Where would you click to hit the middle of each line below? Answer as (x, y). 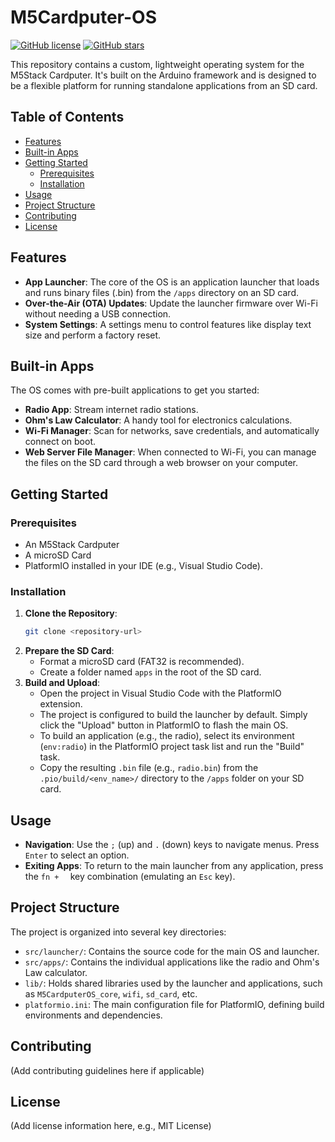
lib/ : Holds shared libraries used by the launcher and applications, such (173, 983)
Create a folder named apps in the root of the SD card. (150, 672)
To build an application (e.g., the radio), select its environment (167, 736)
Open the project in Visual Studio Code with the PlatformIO (160, 693)
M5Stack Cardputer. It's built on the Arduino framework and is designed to (163, 75)
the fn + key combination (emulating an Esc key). (130, 877)
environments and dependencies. (93, 1015)
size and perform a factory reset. (93, 335)
